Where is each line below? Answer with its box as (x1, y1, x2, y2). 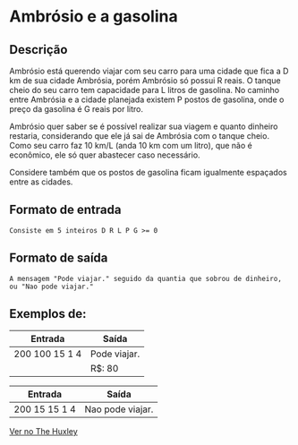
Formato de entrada (9, 202, 122, 218)
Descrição (9, 42, 68, 57)
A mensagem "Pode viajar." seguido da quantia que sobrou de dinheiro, (9, 274, 282, 283)
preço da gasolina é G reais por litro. (9, 104, 143, 114)
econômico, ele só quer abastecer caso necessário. (9, 150, 200, 160)
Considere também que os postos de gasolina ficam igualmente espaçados (9, 167, 288, 177)
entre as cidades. (9, 176, 73, 187)
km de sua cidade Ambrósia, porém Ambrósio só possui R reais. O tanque (9, 75, 281, 86)
